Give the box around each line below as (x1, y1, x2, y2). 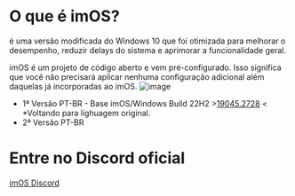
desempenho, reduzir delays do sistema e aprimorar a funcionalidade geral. (9, 44, 287, 55)
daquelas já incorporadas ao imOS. (9, 81, 138, 91)
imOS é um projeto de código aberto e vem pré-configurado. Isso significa (9, 62, 282, 73)
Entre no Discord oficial (9, 148, 186, 169)
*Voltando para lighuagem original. (21, 107, 151, 118)
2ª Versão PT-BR (21, 117, 84, 128)
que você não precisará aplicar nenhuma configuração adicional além (9, 71, 265, 82)
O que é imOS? (9, 6, 120, 27)
